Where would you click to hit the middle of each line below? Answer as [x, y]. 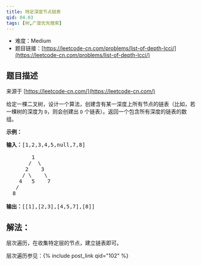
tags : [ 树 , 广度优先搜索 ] [34, 23]
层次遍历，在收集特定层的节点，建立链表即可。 [64, 243]
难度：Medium [33, 41]
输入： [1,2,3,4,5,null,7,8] [46, 145]
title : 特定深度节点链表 [34, 12]
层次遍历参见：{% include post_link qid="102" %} [67, 256]
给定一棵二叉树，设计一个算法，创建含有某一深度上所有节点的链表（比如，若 [101, 104]
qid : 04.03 [20, 17]
